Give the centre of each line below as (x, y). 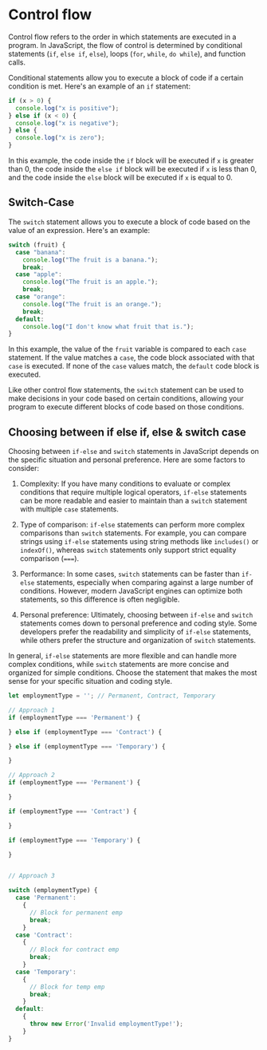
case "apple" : (39, 274)
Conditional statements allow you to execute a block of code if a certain (126, 77)
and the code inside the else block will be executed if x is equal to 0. (121, 178)
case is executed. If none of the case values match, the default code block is (134, 366)
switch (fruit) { (37, 245)
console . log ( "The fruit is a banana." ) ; (90, 260)
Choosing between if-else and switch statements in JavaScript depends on (133, 452)
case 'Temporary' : (46, 972)
